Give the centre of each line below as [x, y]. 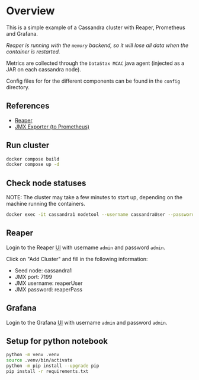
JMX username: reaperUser [49, 283]
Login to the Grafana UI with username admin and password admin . [87, 322]
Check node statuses [46, 183]
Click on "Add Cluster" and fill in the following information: [77, 259]
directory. [18, 87]
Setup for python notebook [57, 341]
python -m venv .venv [33, 355]
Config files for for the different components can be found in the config [93, 81]
